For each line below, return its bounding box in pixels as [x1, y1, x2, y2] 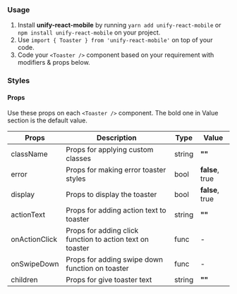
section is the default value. [7, 116, 88, 124]
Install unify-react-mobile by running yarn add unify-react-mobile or [17, 21, 221, 30]
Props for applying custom [66, 145, 154, 155]
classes [66, 153, 92, 163]
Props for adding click [66, 226, 139, 236]
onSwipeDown [11, 259, 59, 269]
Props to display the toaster [66, 190, 157, 200]
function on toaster [66, 264, 129, 274]
